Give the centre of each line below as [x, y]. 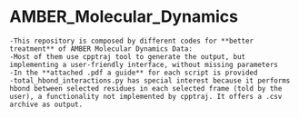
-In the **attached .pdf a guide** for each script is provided [134, 73]
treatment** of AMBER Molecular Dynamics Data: [101, 49]
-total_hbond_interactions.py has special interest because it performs [150, 80]
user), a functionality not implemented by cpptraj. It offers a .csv [146, 96]
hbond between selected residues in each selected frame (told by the [146, 88]
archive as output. [46, 104]
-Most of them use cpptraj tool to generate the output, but [128, 56]
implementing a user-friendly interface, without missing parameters [144, 64]
